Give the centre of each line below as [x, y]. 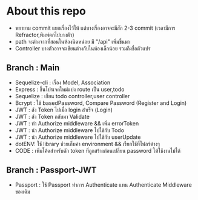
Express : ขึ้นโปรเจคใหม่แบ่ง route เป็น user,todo [70, 89]
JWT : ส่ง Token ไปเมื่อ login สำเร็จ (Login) [64, 110]
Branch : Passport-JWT [51, 170]
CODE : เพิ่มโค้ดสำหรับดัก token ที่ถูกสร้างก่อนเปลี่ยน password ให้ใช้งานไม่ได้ [97, 150]
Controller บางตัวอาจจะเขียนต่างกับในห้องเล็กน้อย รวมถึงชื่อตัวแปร [83, 48]
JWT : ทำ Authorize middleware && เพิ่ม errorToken [77, 123]
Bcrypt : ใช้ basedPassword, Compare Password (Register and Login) [101, 103]
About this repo [46, 11]
